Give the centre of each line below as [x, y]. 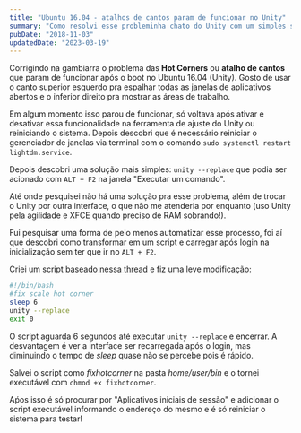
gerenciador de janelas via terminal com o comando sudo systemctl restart [150, 143]
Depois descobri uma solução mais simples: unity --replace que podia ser [148, 169]
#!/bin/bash [31, 286]
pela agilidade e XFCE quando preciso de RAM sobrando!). [118, 215]
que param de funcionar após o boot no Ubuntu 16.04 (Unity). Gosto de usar [150, 78]
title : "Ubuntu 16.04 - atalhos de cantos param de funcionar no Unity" [148, 17]
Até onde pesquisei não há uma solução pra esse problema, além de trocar [148, 196]
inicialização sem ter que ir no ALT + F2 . [83, 252]
